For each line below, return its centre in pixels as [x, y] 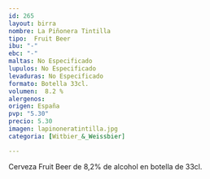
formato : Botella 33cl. [49, 83]
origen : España [34, 106]
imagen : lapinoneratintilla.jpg [63, 129]
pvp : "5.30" [28, 114]
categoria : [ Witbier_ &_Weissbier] [67, 136]
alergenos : [27, 99]
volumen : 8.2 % [36, 91]
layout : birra [33, 23]
